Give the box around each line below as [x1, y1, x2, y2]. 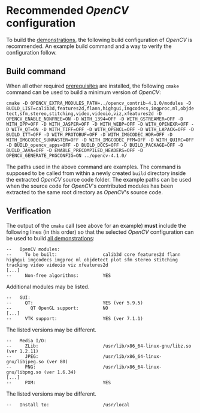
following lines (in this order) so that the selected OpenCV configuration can [6, 228, 194, 236]
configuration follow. [6, 49, 57, 56]
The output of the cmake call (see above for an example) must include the [6, 222, 187, 229]
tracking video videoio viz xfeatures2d [6, 262, 109, 268]
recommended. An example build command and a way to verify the [6, 43, 172, 50]
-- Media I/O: [6, 337, 47, 343]
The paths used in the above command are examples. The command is [6, 163, 181, 170]
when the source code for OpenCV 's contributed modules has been [6, 182, 174, 189]
